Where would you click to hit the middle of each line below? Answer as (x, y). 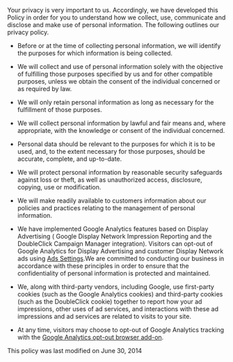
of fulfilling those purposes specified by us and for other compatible (115, 74)
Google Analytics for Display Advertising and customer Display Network (120, 251)
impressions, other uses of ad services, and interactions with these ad (118, 309)
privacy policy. (28, 32)
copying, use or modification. (59, 187)
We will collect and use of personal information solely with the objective (120, 66)
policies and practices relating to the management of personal (106, 208)
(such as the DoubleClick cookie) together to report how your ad (110, 301)
